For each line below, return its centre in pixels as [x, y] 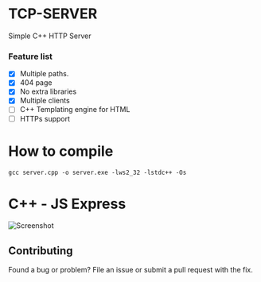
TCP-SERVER [53, 14]
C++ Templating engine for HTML [75, 110]
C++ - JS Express [67, 204]
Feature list [31, 56]
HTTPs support [45, 118]
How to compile [61, 151]
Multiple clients [45, 101]
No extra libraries [48, 91]
